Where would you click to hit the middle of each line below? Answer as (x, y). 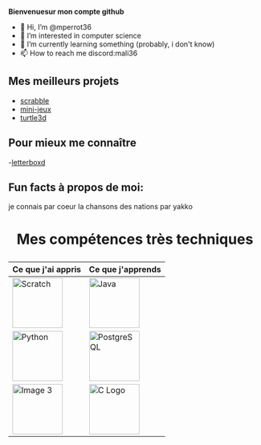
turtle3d (33, 117)
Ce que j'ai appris (47, 269)
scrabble (35, 100)
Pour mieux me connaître (72, 143)
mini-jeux (36, 109)
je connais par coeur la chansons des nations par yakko (100, 207)
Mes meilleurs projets (64, 81)
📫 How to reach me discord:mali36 (79, 53)
